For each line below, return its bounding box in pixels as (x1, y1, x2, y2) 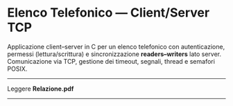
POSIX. (7, 64, 28, 73)
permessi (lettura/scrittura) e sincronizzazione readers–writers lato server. (7, 50, 222, 58)
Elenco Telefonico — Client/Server (7, 5, 210, 21)
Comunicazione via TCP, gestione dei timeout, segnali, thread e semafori (7, 57, 215, 65)
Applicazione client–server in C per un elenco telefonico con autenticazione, (7, 42, 225, 51)
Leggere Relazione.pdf (7, 85, 74, 93)
